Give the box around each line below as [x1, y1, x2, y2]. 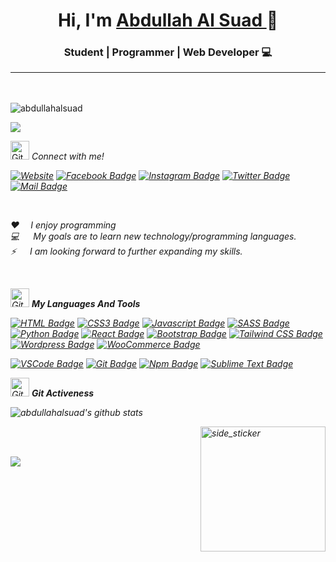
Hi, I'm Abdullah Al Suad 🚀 [57, 9, 279, 32]
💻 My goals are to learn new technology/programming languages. [10, 230, 297, 242]
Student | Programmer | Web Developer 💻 [63, 45, 273, 59]
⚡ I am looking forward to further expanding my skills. [10, 245, 243, 257]
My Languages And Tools [31, 297, 141, 309]
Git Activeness [31, 387, 95, 399]
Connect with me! [31, 150, 105, 162]
